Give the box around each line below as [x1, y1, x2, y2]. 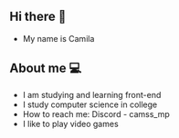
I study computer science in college [22, 99, 158, 110]
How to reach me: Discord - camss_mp [22, 108, 171, 119]
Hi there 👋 [9, 9, 67, 25]
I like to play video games [22, 118, 119, 129]
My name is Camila [22, 33, 95, 44]
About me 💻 [9, 61, 82, 76]
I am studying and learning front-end [22, 89, 162, 100]
